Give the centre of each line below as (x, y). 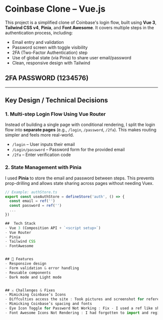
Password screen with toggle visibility (50, 47)
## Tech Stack (20, 223)
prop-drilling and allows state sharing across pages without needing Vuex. (79, 183)
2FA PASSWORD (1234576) (47, 78)
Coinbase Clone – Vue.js (55, 9)
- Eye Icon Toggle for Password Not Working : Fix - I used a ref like (79, 308)
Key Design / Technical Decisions (57, 100)
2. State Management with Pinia (43, 167)
